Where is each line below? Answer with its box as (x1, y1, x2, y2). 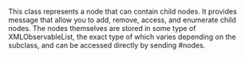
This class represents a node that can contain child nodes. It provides (8, 7, 237, 16)
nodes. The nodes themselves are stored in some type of (8, 24, 196, 33)
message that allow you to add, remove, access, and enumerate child (8, 15, 237, 25)
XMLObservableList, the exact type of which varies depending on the (8, 32, 237, 41)
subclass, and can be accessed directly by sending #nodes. (8, 41, 206, 50)
